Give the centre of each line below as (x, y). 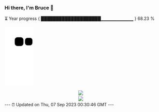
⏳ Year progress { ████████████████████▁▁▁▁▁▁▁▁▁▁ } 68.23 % (80, 18)
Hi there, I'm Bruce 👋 (29, 8)
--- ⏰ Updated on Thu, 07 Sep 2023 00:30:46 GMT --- (59, 105)
